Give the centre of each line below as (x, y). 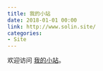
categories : (25, 33)
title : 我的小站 (29, 14)
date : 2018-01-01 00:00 (42, 20)
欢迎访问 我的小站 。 (36, 61)
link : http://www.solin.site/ (52, 26)
